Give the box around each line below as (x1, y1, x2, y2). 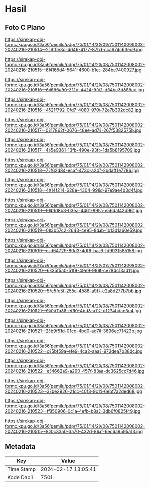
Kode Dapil (7, 474, 33, 481)
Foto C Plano (5, 23, 45, 32)
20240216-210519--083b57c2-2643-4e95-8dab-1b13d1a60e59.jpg (5, 227, 143, 233)
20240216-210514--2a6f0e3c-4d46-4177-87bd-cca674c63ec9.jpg (5, 47, 143, 52)
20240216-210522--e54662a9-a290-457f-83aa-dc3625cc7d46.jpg (5, 368, 145, 374)
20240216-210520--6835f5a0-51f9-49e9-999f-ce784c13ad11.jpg (5, 268, 140, 273)
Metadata (5, 443, 36, 451)
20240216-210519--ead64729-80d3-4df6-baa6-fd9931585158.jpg (5, 248, 142, 253)
